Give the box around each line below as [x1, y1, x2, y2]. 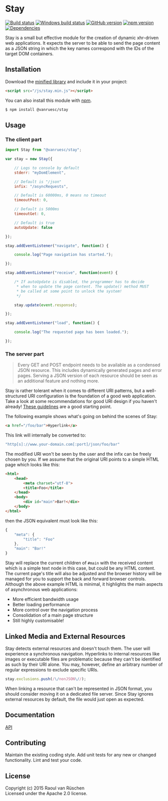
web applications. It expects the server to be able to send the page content [5, 40, 160, 46]
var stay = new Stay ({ [5, 157, 53, 162]
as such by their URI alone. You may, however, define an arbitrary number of [5, 661, 163, 667]
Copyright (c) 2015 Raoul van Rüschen [5, 785, 85, 791]
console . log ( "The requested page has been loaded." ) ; [14, 330, 129, 335]
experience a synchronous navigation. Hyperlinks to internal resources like [5, 650, 159, 656]
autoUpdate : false [14, 225, 53, 230]
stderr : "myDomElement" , [14, 170, 66, 175]
